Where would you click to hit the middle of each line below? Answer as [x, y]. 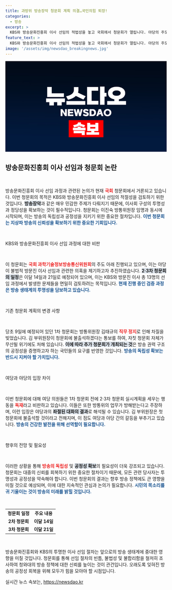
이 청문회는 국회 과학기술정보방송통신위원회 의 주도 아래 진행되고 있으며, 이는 [81, 264]
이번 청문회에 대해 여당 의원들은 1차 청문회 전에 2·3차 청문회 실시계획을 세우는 [83, 399]
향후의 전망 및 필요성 [26, 445]
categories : [18, 16]
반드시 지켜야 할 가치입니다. [33, 357]
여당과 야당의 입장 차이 [28, 378]
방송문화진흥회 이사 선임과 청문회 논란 [61, 167]
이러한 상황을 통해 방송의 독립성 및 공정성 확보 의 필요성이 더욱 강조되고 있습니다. [85, 466]
